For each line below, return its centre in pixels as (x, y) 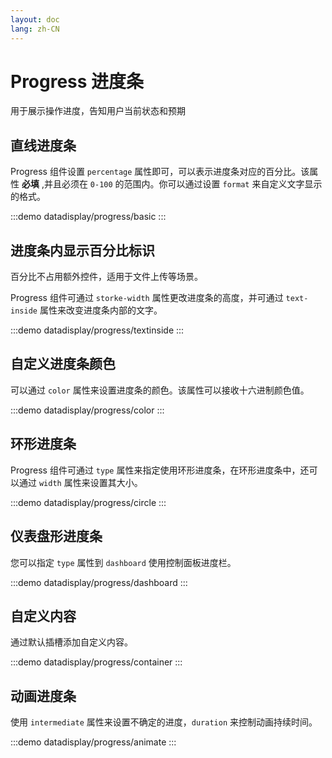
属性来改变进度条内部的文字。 (101, 310)
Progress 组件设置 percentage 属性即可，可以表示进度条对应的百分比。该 (160, 172)
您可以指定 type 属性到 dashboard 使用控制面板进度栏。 (123, 562)
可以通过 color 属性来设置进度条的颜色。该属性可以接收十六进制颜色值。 (160, 390)
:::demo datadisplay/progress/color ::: (87, 410)
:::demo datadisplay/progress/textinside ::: (97, 330)
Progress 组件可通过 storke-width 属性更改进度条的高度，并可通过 (147, 298)
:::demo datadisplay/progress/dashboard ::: (99, 582)
